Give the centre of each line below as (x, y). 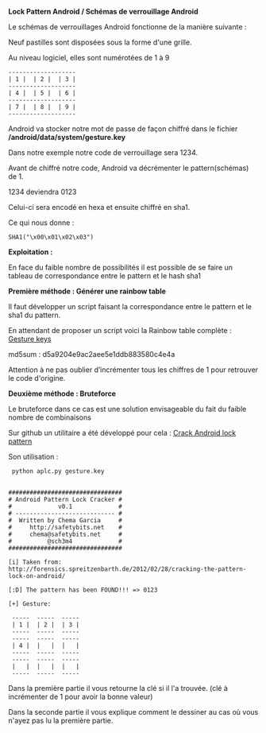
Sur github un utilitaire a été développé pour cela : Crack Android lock (122, 433)
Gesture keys (30, 339)
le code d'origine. (37, 378)
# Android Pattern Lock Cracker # (66, 499)
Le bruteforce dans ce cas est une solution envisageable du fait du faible (127, 409)
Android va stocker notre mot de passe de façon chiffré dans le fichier (123, 129)
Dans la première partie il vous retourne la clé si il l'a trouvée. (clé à (118, 688)
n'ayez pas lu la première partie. (61, 720)
